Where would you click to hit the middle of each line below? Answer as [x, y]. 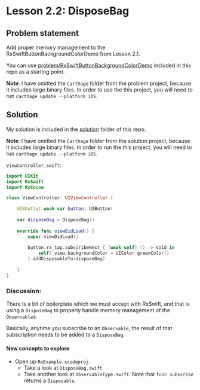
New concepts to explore [38, 348]
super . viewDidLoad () [53, 237]
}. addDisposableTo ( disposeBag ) [67, 259]
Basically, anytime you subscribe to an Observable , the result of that [89, 328]
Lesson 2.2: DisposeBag [68, 11]
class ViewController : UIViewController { [60, 198]
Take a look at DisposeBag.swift [63, 368]
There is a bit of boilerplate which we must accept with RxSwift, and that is [98, 304]
